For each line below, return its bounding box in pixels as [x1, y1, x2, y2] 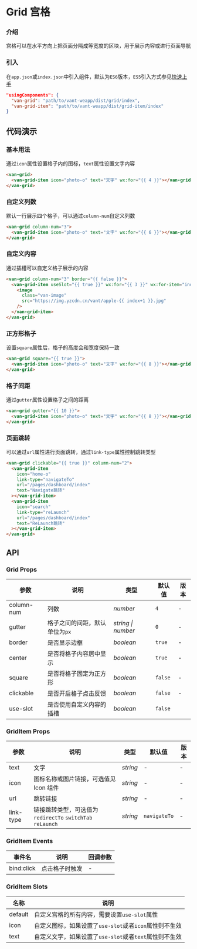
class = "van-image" [21, 293, 67, 298]
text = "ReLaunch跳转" [16, 520, 65, 526]
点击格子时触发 [41, 865, 83, 873]
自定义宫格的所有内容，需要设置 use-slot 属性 [34, 910, 158, 918]
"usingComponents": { [6, 92, 59, 98]
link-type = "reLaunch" [16, 509, 69, 515]
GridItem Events [6, 837, 53, 845]
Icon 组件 [33, 784, 59, 792]
